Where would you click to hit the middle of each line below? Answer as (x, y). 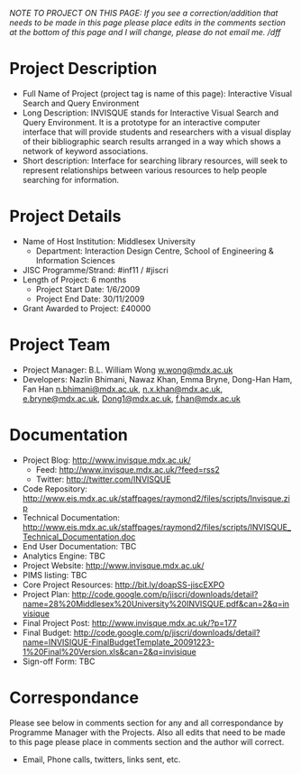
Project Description (83, 69)
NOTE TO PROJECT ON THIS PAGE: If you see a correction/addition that (144, 13)
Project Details (65, 217)
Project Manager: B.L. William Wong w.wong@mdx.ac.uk (128, 370)
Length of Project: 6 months (74, 280)
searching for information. (71, 180)
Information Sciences (75, 260)
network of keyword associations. (85, 151)
